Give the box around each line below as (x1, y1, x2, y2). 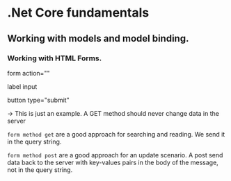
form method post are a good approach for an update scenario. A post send (7, 150, 223, 159)
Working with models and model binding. (7, 33, 189, 44)
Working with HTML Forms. (7, 53, 102, 63)
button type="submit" (7, 96, 70, 104)
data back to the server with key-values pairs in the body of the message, (7, 158, 219, 166)
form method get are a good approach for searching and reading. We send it (7, 130, 225, 138)
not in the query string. (7, 165, 73, 174)
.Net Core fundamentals (7, 5, 150, 21)
